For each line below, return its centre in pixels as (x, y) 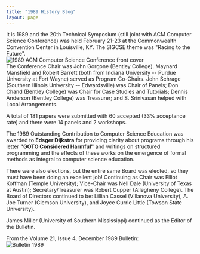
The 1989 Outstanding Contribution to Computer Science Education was (95, 134)
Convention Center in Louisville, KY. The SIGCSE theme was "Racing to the (98, 47)
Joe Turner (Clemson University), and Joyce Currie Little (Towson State (94, 202)
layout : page (22, 17)
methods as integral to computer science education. (70, 159)
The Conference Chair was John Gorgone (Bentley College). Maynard (92, 66)
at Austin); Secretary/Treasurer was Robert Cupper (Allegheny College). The (100, 189)
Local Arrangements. (32, 104)
